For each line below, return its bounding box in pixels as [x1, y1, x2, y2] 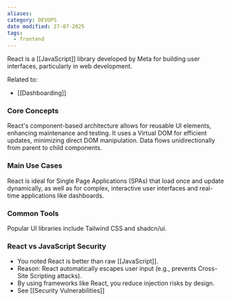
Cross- [197, 264, 218, 273]
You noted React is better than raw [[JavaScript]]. [17, 257, 159, 266]
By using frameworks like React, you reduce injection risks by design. [17, 279, 215, 287]
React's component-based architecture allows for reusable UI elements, [7, 122, 212, 130]
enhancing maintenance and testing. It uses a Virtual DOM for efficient [7, 129, 207, 137]
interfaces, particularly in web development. [7, 62, 132, 70]
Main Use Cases [7, 161, 63, 171]
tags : [7, 29, 23, 37]
